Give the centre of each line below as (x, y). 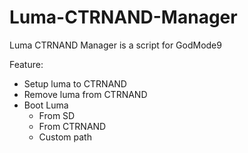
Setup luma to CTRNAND (75, 83)
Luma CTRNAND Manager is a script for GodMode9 (115, 45)
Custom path (65, 137)
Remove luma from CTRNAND (85, 94)
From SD (57, 115)
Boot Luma (46, 105)
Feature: (26, 64)
